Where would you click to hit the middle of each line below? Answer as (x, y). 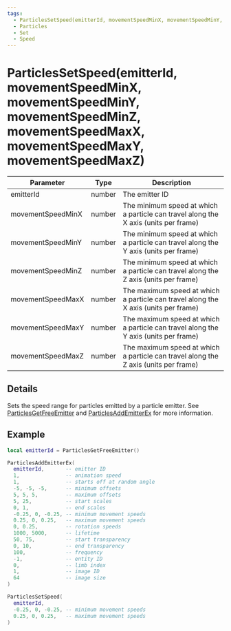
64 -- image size (60, 578)
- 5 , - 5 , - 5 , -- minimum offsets (67, 489)
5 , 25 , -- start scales (63, 501)
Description (172, 183)
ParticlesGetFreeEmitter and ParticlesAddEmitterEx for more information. (110, 413)
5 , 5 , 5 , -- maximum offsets (67, 495)
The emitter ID (146, 195)
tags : (15, 13)
